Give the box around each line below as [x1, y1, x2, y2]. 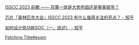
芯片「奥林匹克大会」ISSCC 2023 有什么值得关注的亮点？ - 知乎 [5, 15, 134, 20]
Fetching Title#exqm [5, 34, 46, 40]
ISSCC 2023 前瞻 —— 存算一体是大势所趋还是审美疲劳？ [5, 4, 119, 10]
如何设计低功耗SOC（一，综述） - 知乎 [5, 25, 83, 30]
